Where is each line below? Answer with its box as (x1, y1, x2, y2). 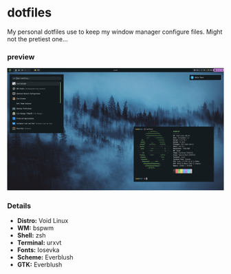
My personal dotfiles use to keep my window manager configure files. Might (7, 28, 223, 36)
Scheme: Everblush (16, 253, 74, 262)
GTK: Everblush (16, 260, 63, 269)
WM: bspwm (16, 224, 54, 232)
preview (7, 52, 35, 61)
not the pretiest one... (7, 34, 68, 43)
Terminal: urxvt (16, 239, 62, 247)
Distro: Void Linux (16, 217, 69, 225)
